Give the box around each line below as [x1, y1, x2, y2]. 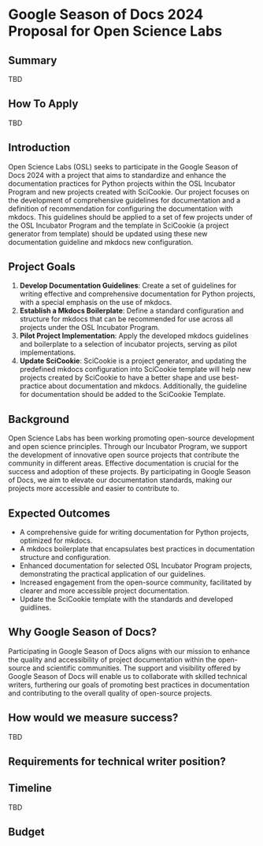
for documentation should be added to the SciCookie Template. [19, 390, 226, 399]
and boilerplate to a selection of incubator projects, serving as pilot [19, 340, 238, 349]
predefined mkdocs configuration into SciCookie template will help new [19, 365, 252, 374]
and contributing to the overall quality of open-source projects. [8, 688, 213, 698]
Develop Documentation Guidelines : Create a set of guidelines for [19, 281, 237, 291]
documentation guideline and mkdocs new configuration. [8, 237, 194, 247]
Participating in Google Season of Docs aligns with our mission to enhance [8, 646, 250, 655]
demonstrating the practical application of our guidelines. [19, 570, 206, 579]
